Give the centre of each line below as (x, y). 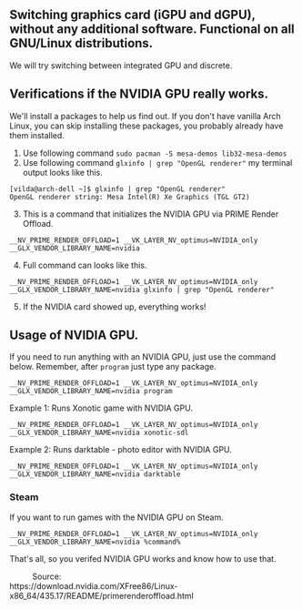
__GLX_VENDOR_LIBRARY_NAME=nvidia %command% (95, 542)
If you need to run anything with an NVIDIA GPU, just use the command (143, 357)
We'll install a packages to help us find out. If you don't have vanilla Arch (146, 116)
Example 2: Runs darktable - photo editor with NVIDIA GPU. (121, 450)
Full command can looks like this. (85, 265)
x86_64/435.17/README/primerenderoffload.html (101, 595)
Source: (47, 576)
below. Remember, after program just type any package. (113, 367)
